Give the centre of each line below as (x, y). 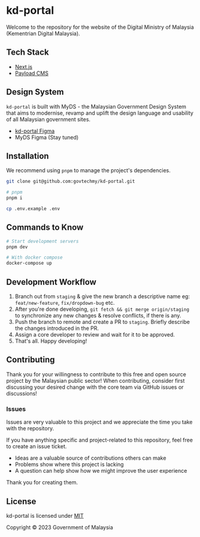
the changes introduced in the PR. (57, 328)
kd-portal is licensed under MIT (45, 515)
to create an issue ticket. (37, 446)
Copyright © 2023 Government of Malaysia (60, 527)
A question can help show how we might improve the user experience (101, 471)
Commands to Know (45, 228)
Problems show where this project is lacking (69, 464)
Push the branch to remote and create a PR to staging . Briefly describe (102, 322)
